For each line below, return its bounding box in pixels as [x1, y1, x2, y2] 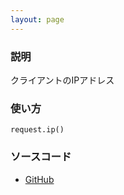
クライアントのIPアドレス [10, 74, 115, 86]
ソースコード [10, 150, 72, 164]
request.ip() [10, 125, 65, 135]
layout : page [10, 14, 65, 25]
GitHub [24, 173, 55, 185]
